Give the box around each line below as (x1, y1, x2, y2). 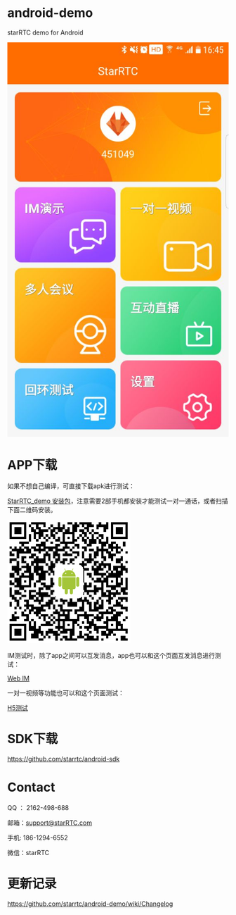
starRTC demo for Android (7, 28, 84, 37)
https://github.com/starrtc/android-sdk (7, 754, 120, 763)
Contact (7, 780, 55, 795)
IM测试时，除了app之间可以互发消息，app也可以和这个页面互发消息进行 (7, 651, 216, 659)
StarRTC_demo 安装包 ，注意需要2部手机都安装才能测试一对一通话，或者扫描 (7, 497, 228, 505)
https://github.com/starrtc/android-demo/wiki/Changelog (7, 900, 173, 908)
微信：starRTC (7, 848, 50, 857)
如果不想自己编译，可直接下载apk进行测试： (7, 481, 136, 490)
